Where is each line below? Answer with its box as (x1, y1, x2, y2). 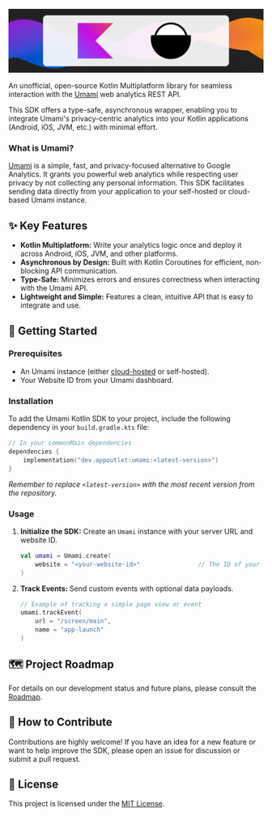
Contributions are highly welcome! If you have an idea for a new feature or (8, 737, 257, 746)
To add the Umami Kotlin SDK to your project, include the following (8, 414, 231, 423)
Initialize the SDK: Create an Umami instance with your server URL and (19, 526, 253, 536)
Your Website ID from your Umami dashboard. (19, 375, 174, 385)
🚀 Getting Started (8, 324, 98, 338)
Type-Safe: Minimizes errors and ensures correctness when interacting (19, 274, 261, 284)
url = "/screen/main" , (35, 617, 112, 626)
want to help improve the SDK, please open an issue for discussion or (8, 746, 240, 755)
